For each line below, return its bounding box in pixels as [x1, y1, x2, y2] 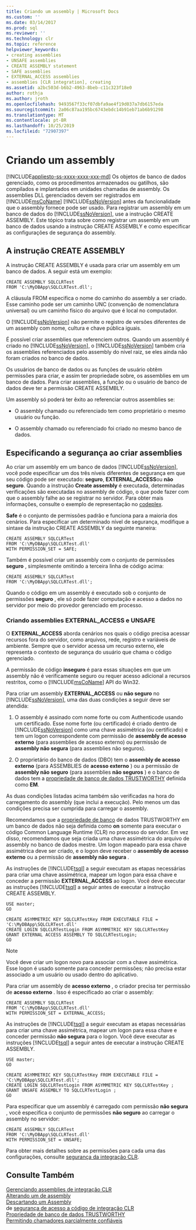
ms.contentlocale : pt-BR [6, 118, 67, 124]
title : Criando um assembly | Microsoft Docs [6, 8, 119, 15]
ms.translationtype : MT [6, 112, 64, 118]
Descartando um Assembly [6, 1198, 72, 1205]
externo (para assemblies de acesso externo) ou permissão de [14, 739, 167, 746]
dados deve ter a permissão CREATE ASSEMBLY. [6, 384, 125, 391]
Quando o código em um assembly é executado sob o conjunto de [6, 589, 167, 596]
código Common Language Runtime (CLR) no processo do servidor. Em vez [6, 828, 188, 835]
